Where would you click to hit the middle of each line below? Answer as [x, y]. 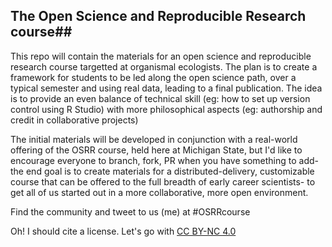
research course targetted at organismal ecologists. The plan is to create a [164, 66]
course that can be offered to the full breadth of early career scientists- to [163, 181]
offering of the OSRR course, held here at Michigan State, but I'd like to [156, 150]
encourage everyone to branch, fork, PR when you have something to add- [165, 160]
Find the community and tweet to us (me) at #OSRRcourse [130, 211]
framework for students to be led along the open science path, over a [153, 77]
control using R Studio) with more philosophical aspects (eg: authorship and [166, 109]
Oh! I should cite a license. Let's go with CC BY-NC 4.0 [123, 231]
